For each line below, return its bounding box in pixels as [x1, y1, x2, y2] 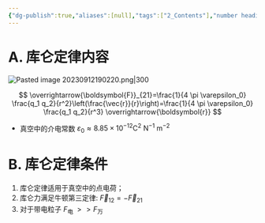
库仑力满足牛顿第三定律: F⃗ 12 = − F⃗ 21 [19, 193, 144, 204]
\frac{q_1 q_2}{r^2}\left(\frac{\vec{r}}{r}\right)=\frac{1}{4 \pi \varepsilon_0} [11, 98, 254, 108]
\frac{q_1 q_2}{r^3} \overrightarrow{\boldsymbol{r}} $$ [43, 107, 222, 116]
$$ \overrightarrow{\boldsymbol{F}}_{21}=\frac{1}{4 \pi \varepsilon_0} [18, 90, 247, 100]
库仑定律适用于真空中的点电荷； [19, 183, 124, 192]
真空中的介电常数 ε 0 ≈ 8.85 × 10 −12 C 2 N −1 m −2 [19, 122, 170, 135]
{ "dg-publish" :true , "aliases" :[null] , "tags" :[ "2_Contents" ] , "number [8, 11, 238, 20]
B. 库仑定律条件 [8, 156, 108, 174]
